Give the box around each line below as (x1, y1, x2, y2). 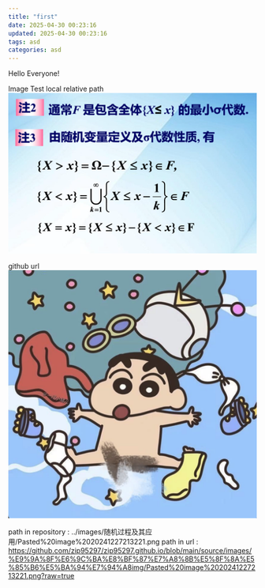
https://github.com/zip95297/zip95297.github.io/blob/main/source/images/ (8, 546, 252, 556)
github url (8, 262, 39, 271)
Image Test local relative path (8, 84, 104, 94)
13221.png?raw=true (8, 571, 75, 581)
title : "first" (8, 13, 58, 21)
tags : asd (8, 38, 41, 46)
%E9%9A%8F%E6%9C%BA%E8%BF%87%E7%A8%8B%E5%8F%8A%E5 (8, 554, 255, 564)
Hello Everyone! (8, 69, 60, 78)
